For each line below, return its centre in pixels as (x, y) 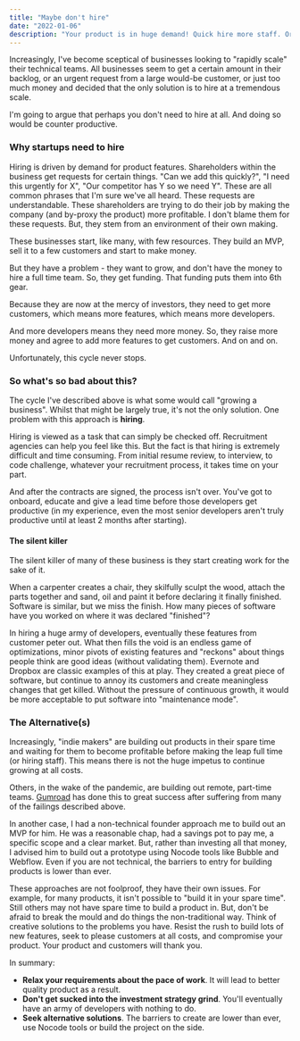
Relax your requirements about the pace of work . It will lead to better (151, 980)
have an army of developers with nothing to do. (109, 1009)
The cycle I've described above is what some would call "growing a (133, 400)
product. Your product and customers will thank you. (106, 945)
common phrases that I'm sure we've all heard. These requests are (132, 195)
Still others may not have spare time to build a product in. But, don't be (139, 908)
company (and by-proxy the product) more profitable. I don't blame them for (150, 214)
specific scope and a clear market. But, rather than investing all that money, (148, 843)
